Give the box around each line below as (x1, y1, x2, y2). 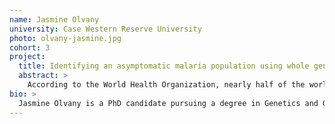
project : (9, 52, 46, 62)
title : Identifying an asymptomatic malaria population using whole (18, 61, 310, 71)
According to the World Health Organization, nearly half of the (27, 80, 306, 90)
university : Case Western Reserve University (9, 24, 202, 34)
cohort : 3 (9, 42, 51, 53)
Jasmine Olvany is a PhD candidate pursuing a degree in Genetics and (18, 98, 319, 108)
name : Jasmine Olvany (9, 14, 100, 25)
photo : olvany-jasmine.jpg (9, 33, 122, 43)
